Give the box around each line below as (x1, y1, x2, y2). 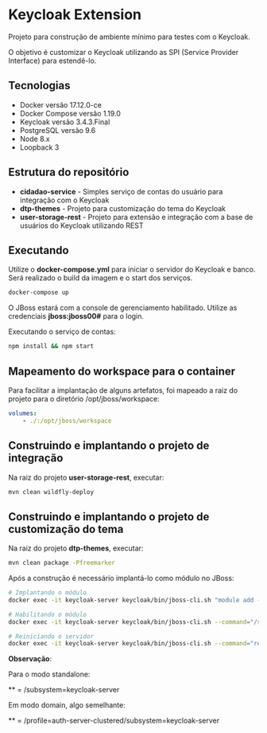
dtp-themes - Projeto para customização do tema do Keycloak (19, 203, 226, 213)
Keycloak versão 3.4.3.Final (19, 117, 110, 127)
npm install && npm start (8, 343, 94, 351)
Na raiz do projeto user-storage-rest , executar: (8, 472, 164, 482)
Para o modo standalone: (8, 669, 91, 679)
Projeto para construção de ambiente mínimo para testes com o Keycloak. (8, 32, 250, 41)
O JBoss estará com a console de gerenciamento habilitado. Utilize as (8, 303, 238, 312)
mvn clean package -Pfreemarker (8, 559, 115, 567)
